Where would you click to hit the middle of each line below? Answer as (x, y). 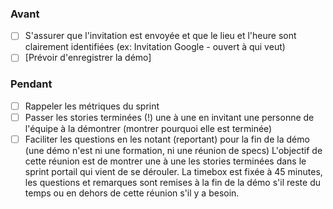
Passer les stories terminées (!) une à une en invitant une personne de (169, 117)
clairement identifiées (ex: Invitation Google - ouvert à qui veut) (155, 47)
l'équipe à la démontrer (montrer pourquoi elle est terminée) (148, 128)
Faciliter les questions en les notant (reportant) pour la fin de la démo (167, 139)
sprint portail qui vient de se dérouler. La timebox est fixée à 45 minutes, (173, 171)
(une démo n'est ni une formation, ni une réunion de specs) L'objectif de (173, 150)
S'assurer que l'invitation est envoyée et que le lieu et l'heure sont (160, 36)
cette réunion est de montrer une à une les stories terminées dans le (165, 161)
